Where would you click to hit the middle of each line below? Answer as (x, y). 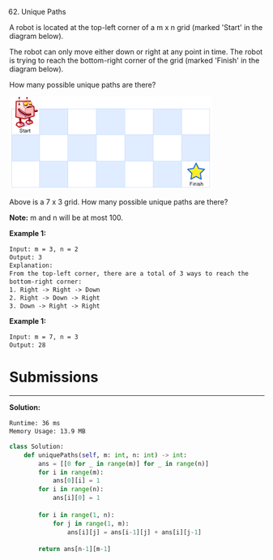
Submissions (54, 377)
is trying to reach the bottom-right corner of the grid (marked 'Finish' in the (134, 60)
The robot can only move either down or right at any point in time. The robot (136, 52)
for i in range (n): (71, 489)
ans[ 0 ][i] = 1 (76, 481)
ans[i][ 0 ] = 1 (76, 498)
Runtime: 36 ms (35, 423)
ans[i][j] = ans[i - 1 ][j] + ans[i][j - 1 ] (134, 532)
